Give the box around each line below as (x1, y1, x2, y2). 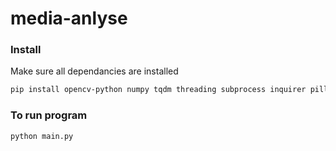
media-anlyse (10, 7, 128, 30)
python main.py (10, 131, 74, 141)
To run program (10, 108, 88, 122)
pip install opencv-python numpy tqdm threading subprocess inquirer (10, 85, 307, 95)
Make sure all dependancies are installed (10, 65, 179, 77)
